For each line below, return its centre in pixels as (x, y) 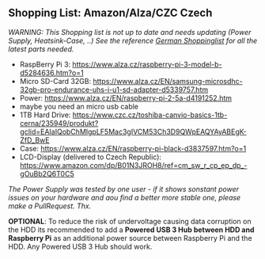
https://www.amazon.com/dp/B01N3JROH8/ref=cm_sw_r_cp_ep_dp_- (133, 165)
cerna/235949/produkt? (59, 123)
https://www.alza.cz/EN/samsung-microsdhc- (168, 81)
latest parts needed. (41, 49)
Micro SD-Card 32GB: (55, 81)
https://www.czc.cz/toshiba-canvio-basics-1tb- (150, 115)
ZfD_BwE (34, 140)
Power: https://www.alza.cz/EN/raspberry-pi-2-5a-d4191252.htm (125, 97)
